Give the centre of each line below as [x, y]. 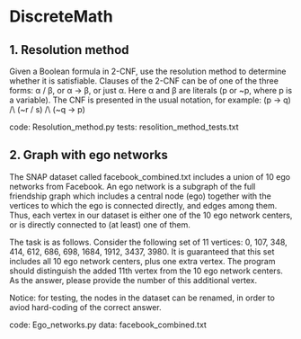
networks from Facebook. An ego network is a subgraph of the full [133, 186]
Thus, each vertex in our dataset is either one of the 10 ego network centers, [151, 215]
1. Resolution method [69, 50]
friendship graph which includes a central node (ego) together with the [140, 196]
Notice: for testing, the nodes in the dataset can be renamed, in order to [142, 298]
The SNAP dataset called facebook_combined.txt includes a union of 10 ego [150, 176]
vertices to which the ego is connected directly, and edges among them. [143, 205]
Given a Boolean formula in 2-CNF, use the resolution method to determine [148, 71]
